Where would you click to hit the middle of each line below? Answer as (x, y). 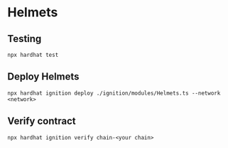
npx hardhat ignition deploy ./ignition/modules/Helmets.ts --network (114, 93)
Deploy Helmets (43, 76)
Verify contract (42, 121)
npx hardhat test (33, 55)
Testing (25, 39)
